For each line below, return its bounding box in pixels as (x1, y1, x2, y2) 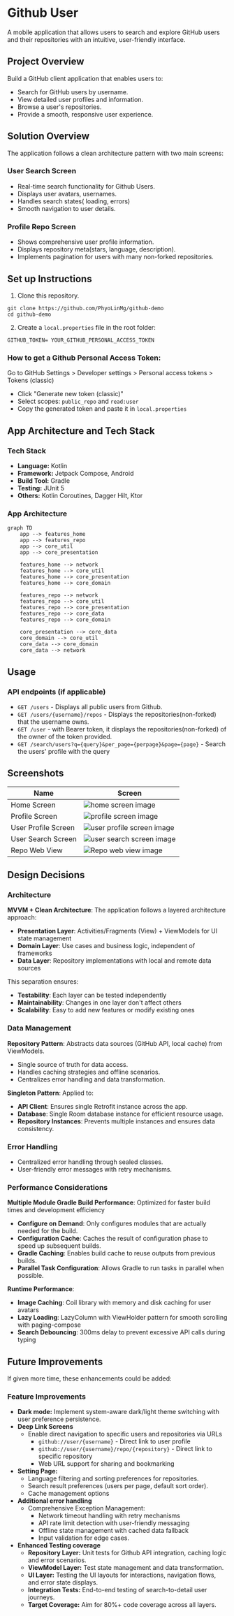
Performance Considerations (7, 1182, 108, 1192)
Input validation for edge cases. (38, 1534, 130, 1542)
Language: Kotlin (17, 461, 68, 469)
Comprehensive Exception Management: (27, 1504, 145, 1513)
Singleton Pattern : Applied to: (7, 1089, 94, 1097)
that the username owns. (17, 718, 89, 726)
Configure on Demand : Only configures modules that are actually (17, 1219, 207, 1228)
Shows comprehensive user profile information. (17, 238, 154, 246)
